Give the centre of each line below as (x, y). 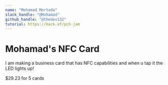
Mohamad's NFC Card (52, 49)
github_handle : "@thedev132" (36, 19)
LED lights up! (20, 68)
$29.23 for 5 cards (25, 78)
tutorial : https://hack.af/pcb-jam (43, 24)
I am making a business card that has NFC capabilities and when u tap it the (84, 63)
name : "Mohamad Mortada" (31, 10)
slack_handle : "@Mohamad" (32, 15)
